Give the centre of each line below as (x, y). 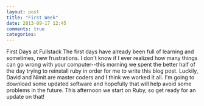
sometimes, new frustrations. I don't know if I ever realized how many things (102, 58)
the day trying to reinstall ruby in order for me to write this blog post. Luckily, (102, 71)
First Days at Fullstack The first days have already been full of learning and (100, 51)
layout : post (23, 12)
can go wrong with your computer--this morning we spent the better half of (101, 65)
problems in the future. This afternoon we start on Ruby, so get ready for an (101, 90)
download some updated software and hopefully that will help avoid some (99, 84)
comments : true (26, 29)
